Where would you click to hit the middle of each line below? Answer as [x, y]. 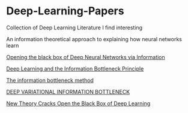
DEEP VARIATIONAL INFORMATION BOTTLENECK [68, 91]
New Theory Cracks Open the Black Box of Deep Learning [78, 103]
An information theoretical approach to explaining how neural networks [94, 39]
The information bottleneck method [50, 80]
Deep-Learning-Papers [65, 11]
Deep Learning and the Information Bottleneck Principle [75, 68]
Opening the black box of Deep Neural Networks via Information [86, 57]
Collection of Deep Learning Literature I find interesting [74, 28]
